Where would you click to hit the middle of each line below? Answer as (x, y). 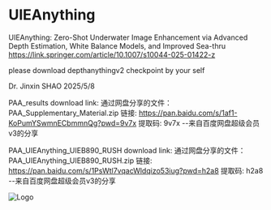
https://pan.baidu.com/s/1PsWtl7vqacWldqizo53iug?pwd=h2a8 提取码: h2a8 (136, 170)
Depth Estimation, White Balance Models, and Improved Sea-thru (117, 45)
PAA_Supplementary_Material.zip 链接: (73, 113)
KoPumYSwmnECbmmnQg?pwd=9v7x (73, 122)
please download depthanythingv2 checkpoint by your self (107, 70)
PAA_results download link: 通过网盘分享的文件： (90, 102)
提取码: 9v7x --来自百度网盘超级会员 (199, 122)
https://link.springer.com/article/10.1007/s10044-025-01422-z (112, 54)
